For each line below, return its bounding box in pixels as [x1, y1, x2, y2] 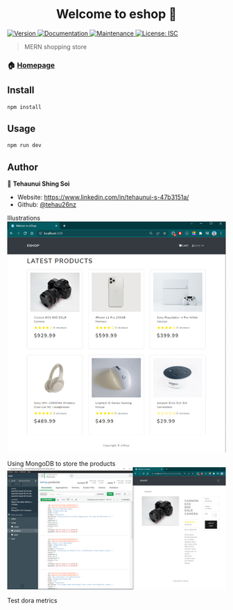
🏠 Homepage [7, 60, 55, 70]
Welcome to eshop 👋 [56, 6, 177, 22]
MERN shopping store [24, 42, 87, 51]
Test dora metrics [7, 596, 58, 604]
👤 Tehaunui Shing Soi [7, 180, 70, 188]
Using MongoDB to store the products [7, 460, 116, 468]
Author [7, 161, 38, 173]
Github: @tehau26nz [17, 200, 77, 209]
